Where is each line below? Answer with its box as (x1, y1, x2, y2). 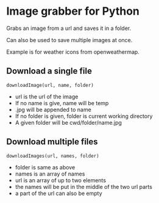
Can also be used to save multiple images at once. (6, 36, 133, 43)
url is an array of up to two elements (15, 176, 107, 184)
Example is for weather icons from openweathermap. (6, 48, 140, 56)
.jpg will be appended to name (15, 106, 91, 113)
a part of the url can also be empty (15, 190, 102, 197)
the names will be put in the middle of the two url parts (15, 183, 152, 190)
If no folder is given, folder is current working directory (15, 112, 153, 120)
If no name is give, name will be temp (15, 99, 109, 106)
